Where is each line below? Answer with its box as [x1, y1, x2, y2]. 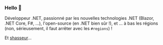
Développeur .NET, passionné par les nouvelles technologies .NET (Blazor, [4, 15, 154, 21]
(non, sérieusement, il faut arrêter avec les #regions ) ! [4, 26, 113, 31]
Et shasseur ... [4, 35, 32, 41]
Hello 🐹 [4, 4, 22, 11]
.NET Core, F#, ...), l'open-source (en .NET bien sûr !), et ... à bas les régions [4, 20, 158, 26]
